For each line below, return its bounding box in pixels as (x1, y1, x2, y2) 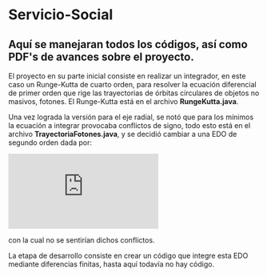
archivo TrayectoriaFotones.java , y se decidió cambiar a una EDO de (8, 130, 237, 138)
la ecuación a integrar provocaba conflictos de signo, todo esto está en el (8, 121, 251, 130)
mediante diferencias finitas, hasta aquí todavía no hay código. (8, 259, 214, 269)
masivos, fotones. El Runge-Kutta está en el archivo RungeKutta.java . (8, 97, 239, 106)
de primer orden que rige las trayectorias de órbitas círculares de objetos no (8, 88, 260, 98)
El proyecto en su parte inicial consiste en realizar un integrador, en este (8, 71, 246, 81)
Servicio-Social (8, 6, 114, 24)
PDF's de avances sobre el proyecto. (8, 50, 194, 63)
